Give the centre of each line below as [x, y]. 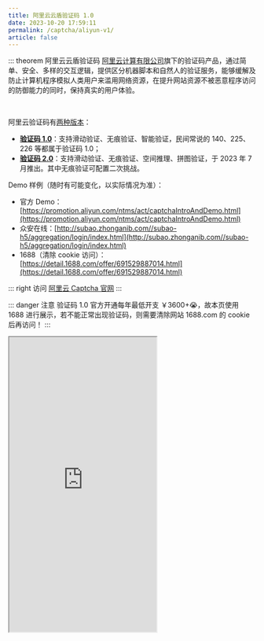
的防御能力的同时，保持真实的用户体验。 [73, 90]
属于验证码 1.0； [74, 149]
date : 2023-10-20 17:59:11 [52, 23]
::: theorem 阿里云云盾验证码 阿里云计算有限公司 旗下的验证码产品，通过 [124, 61]
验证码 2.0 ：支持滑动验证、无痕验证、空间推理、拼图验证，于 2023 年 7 [136, 159]
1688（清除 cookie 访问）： [62, 255]
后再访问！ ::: [29, 325]
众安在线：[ [38, 228]
